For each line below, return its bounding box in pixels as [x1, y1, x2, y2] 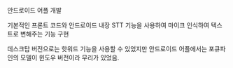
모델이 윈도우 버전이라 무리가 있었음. [20, 53, 120, 62]
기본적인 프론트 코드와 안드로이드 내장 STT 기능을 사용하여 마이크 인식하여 [7, 21, 210, 29]
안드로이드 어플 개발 [7, 6, 62, 14]
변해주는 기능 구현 [20, 30, 69, 38]
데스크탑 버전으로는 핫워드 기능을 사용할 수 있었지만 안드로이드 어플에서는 [7, 45, 208, 53]
